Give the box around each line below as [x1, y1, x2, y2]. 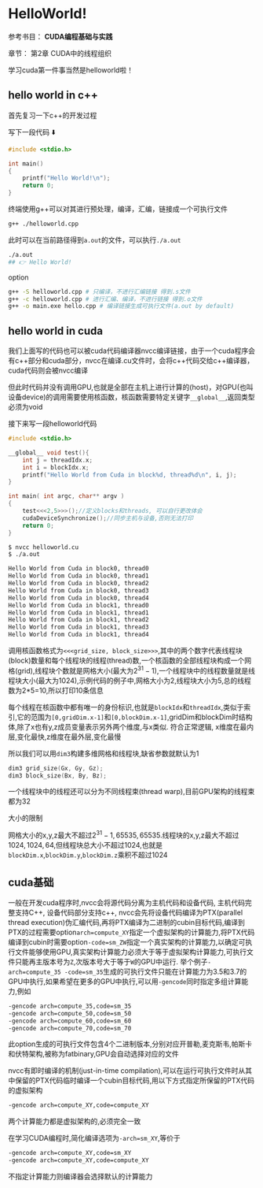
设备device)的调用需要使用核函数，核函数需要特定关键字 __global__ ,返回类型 [8, 392, 255, 402]
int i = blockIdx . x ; [22, 463, 89, 471]
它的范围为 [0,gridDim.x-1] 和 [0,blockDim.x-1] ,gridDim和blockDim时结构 [16, 712, 253, 722]
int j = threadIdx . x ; [22, 456, 93, 464]
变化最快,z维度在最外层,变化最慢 [16, 732, 122, 741]
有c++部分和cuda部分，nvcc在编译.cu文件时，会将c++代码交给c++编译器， [8, 356, 254, 366]
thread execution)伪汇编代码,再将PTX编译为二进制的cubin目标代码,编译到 [8, 917, 246, 926]
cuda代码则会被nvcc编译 [8, 366, 89, 375]
